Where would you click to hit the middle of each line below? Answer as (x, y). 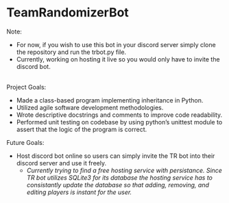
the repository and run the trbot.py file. (71, 52)
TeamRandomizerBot (68, 13)
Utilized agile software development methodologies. (90, 107)
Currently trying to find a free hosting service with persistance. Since (124, 170)
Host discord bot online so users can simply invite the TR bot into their (116, 156)
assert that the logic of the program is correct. (82, 129)
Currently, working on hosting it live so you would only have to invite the (118, 59)
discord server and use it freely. (61, 163)
